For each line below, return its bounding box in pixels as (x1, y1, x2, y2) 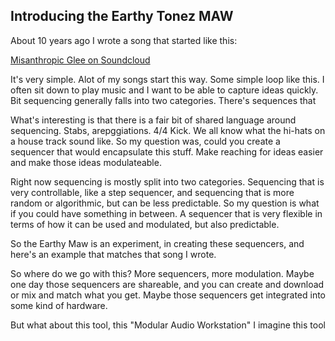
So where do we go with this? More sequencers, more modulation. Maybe (10, 267, 315, 279)
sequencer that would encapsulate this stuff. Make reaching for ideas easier (10, 145, 324, 158)
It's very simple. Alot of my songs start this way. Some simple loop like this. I (10, 73, 325, 85)
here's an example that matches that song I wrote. (10, 248, 217, 260)
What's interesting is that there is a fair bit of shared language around (10, 114, 297, 126)
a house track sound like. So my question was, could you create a (10, 135, 281, 147)
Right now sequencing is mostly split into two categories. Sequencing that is (10, 175, 325, 188)
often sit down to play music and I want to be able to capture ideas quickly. (10, 84, 319, 96)
